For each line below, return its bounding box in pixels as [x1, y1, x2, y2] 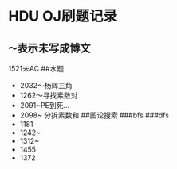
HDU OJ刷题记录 [8, 7, 118, 25]
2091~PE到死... [19, 101, 70, 109]
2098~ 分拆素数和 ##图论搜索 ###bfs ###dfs [19, 110, 170, 120]
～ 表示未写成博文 [8, 41, 91, 55]
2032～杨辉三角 [19, 81, 73, 90]
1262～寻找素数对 [19, 90, 78, 100]
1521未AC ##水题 [8, 64, 65, 73]
